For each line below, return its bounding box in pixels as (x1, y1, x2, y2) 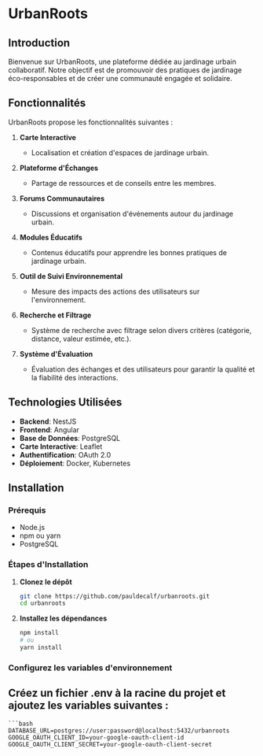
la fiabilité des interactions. (31, 372, 119, 382)
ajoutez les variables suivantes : (8, 699, 169, 713)
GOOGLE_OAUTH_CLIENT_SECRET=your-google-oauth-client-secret (8, 740, 213, 748)
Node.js (19, 523, 46, 532)
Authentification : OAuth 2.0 (19, 450, 111, 459)
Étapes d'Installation (8, 559, 89, 570)
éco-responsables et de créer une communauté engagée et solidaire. (8, 74, 233, 83)
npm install (19, 629, 59, 637)
